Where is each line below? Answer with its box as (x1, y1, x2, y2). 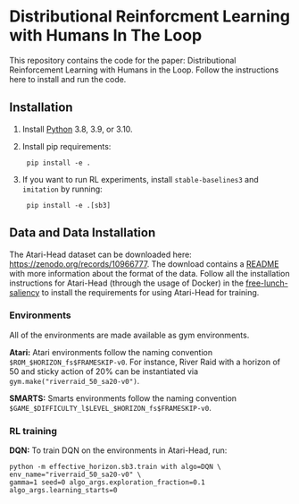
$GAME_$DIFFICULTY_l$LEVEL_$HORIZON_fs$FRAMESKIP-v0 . (9, 402, 212, 413)
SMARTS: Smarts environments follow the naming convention (9, 392, 237, 404)
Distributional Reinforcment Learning (9, 6, 290, 27)
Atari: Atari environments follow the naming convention (9, 346, 212, 357)
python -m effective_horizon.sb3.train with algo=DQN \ (9, 463, 221, 472)
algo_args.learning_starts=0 (9, 486, 118, 495)
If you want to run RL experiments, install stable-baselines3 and (21, 174, 259, 184)
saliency (9, 286, 40, 297)
